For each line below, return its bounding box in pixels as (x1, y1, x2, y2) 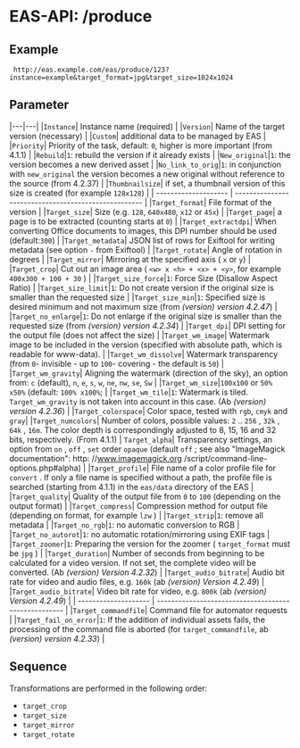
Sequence (9, 659, 68, 675)
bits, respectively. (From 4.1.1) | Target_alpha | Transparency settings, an (9, 434, 272, 445)
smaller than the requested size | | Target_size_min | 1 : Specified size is (9, 292, 266, 303)
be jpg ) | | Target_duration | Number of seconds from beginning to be (9, 547, 265, 559)
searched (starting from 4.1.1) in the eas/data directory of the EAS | (9, 481, 254, 492)
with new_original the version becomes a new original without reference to (9, 168, 286, 179)
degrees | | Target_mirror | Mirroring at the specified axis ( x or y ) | (9, 253, 252, 264)
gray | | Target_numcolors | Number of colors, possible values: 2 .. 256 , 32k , (9, 415, 280, 426)
